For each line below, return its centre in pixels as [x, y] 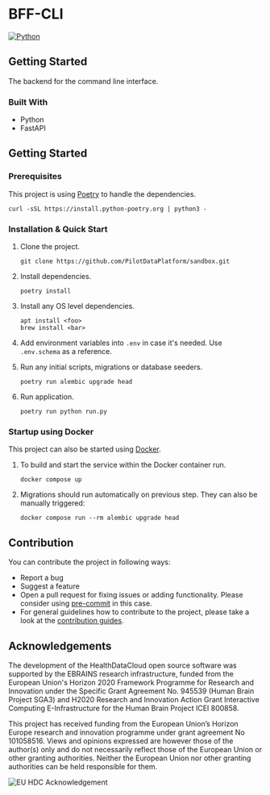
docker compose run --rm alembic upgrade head [100, 518]
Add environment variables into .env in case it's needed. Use [121, 343]
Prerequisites [35, 177]
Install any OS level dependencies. [77, 306]
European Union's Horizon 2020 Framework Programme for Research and [131, 682]
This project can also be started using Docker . [85, 449]
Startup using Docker [51, 431]
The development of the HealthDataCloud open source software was [123, 665]
